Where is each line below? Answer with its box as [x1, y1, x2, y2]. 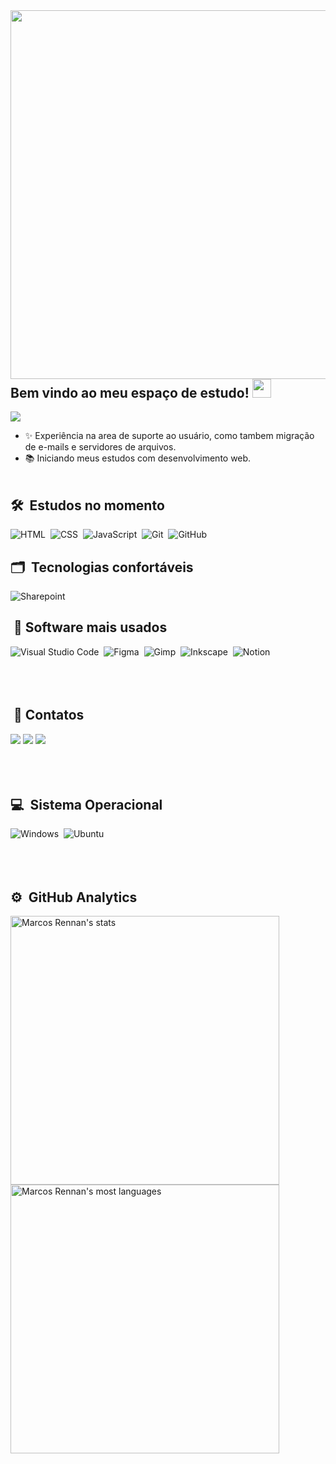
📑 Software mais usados [13, 619, 168, 636]
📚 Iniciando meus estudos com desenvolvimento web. [24, 452, 252, 464]
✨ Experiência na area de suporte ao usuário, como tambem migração [24, 430, 315, 442]
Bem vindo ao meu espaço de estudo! [10, 385, 250, 401]
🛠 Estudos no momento [10, 497, 165, 514]
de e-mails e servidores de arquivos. [24, 441, 177, 453]
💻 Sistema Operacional [10, 797, 163, 814]
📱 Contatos [13, 707, 85, 724]
